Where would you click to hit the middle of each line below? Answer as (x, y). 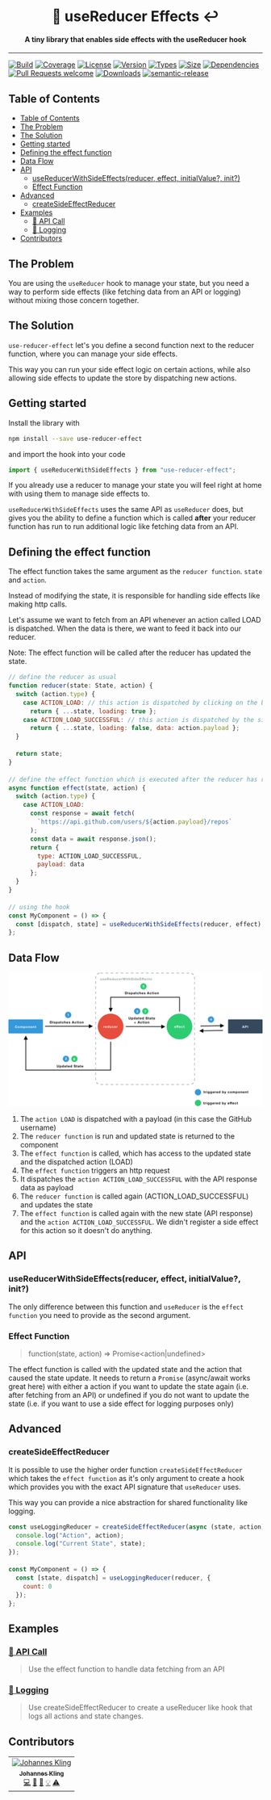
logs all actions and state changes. (85, 1716)
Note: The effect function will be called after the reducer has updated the (130, 652)
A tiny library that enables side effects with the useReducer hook (135, 39)
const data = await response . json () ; (93, 839)
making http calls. (38, 604)
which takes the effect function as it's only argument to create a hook (126, 1478)
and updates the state (56, 1204)
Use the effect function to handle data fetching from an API (126, 1669)
